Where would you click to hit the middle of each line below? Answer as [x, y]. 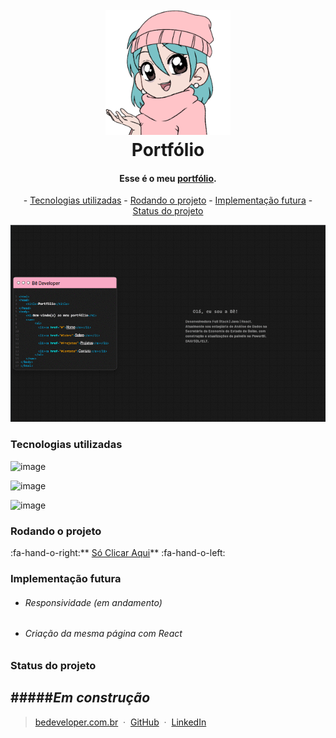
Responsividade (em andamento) [93, 602]
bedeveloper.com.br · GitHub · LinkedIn [120, 722]
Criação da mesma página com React [103, 634]
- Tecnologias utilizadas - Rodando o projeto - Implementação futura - [168, 200]
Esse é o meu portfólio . [168, 178]
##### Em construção [80, 698]
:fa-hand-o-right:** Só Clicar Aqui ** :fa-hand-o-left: [118, 553]
